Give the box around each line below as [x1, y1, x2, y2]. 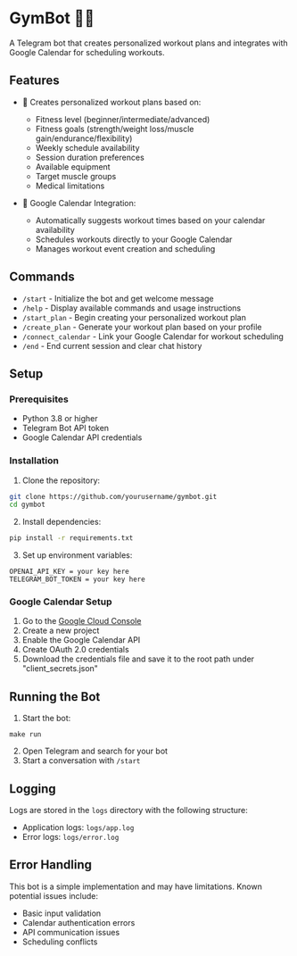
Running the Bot [9, 689, 101, 704]
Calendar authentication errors [21, 917, 136, 927]
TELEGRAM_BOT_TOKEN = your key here [9, 575, 145, 584]
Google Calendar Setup [9, 595, 112, 608]
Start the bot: [21, 713, 71, 724]
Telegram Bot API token [21, 423, 110, 434]
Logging [9, 781, 56, 796]
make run [9, 730, 42, 739]
